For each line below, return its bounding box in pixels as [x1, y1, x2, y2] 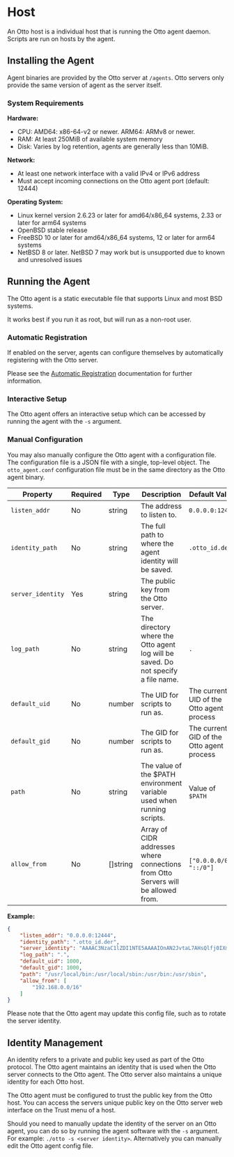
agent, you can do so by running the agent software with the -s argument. [7, 1127, 219, 1135]
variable [140, 787, 167, 797]
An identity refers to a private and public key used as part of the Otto [7, 1055, 205, 1064]
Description [141, 489, 182, 499]
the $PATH [140, 769, 176, 779]
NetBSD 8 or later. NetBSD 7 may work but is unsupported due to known [17, 248, 225, 256]
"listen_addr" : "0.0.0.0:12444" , [19, 932, 117, 939]
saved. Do [140, 657, 174, 666]
